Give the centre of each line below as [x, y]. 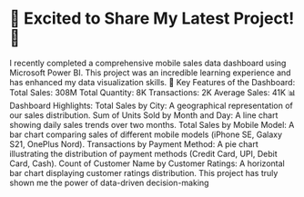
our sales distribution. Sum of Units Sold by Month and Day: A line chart [144, 115]
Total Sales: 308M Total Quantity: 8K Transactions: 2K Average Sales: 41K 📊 [153, 92]
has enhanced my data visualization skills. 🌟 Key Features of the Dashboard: [152, 82]
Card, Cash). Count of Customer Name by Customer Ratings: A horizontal [147, 163]
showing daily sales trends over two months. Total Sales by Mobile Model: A [152, 124]
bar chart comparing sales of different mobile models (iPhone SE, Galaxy [146, 134]
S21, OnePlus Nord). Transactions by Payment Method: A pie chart [134, 143]
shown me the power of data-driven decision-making [109, 182]
